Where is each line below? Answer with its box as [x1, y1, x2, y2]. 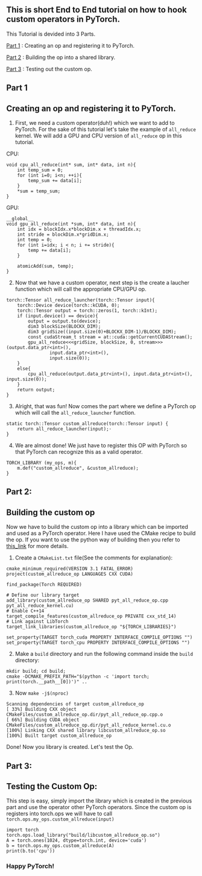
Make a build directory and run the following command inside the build [14, 651, 194, 658]
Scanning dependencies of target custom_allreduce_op [6, 701, 145, 707]
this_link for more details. [6, 543, 69, 550]
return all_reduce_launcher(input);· [17, 426, 112, 432]
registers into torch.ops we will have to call [6, 810, 113, 818]
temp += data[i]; [28, 247, 71, 254]
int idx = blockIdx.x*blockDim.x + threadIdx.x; [17, 226, 142, 233]
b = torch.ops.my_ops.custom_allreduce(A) [6, 843, 115, 849]
